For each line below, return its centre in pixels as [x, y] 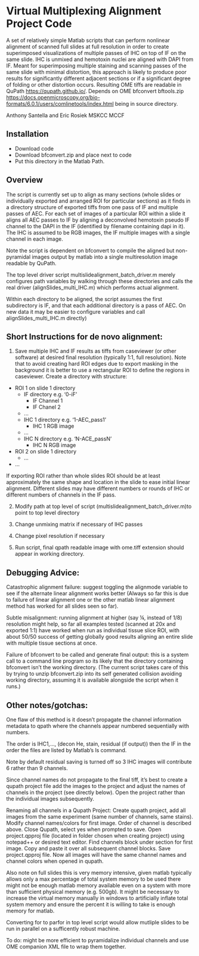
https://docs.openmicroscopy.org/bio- [53, 97]
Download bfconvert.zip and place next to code [73, 155]
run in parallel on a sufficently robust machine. [63, 929]
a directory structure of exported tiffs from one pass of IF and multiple [92, 207]
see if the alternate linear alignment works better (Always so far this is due [97, 593]
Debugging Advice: [43, 573]
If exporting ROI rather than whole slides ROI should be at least [83, 476]
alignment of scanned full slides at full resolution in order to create [88, 47]
